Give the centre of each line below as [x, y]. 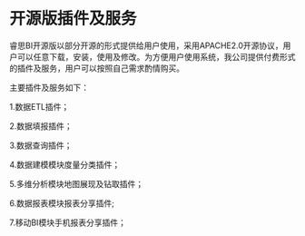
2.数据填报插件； [41, 126]
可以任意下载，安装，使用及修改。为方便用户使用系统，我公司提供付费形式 [156, 56]
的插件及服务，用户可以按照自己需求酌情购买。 [97, 68]
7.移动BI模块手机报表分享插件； [68, 222]
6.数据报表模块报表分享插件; [62, 203]
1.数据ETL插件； [39, 106]
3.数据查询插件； [41, 145]
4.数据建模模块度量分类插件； [65, 164]
